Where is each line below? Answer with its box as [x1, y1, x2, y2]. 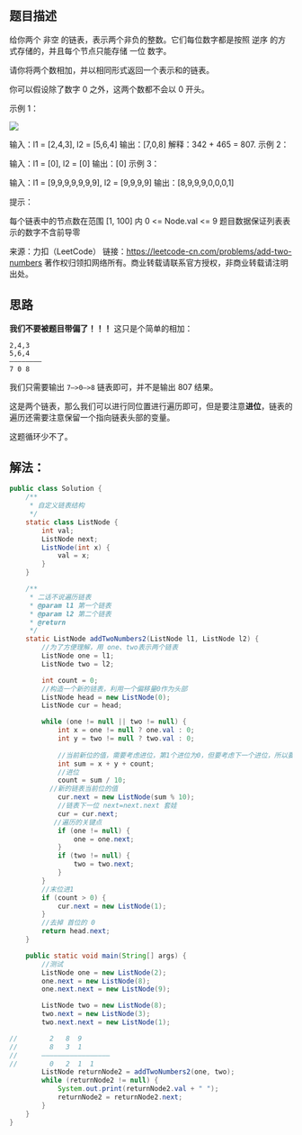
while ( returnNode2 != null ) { [41, 1076, 159, 1085]
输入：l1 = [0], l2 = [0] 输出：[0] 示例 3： [9, 158, 160, 168]
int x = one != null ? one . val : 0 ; [57, 726, 195, 735]
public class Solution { [9, 485, 102, 494]
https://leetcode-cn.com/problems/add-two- [126, 246, 292, 257]
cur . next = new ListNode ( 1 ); [57, 902, 167, 911]
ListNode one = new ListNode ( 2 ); [41, 967, 167, 977]
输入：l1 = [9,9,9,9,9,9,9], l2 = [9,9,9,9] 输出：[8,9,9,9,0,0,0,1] [9, 177, 235, 187]
